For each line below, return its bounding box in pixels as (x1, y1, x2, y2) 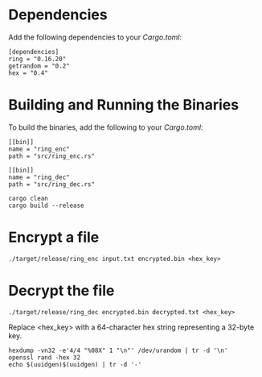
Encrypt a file (8, 228, 100, 246)
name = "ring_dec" (8, 173, 70, 181)
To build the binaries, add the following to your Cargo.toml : (8, 122, 203, 132)
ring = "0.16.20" (8, 55, 67, 63)
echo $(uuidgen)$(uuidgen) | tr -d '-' (8, 360, 142, 368)
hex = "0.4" (8, 68, 48, 77)
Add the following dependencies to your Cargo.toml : (8, 32, 182, 42)
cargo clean (8, 194, 48, 202)
